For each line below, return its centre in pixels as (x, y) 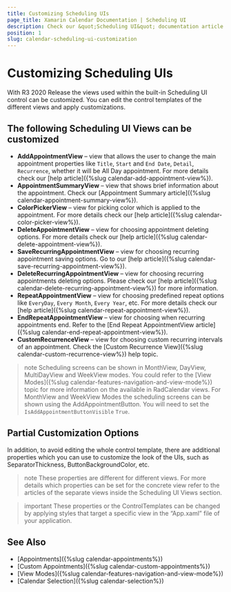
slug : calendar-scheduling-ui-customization (72, 39)
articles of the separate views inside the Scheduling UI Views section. (123, 492)
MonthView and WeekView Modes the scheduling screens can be (117, 397)
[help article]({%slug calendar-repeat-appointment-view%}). (104, 310)
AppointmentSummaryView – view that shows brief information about (118, 185)
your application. (48, 520)
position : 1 (24, 33)
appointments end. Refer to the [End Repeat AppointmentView (106, 324)
